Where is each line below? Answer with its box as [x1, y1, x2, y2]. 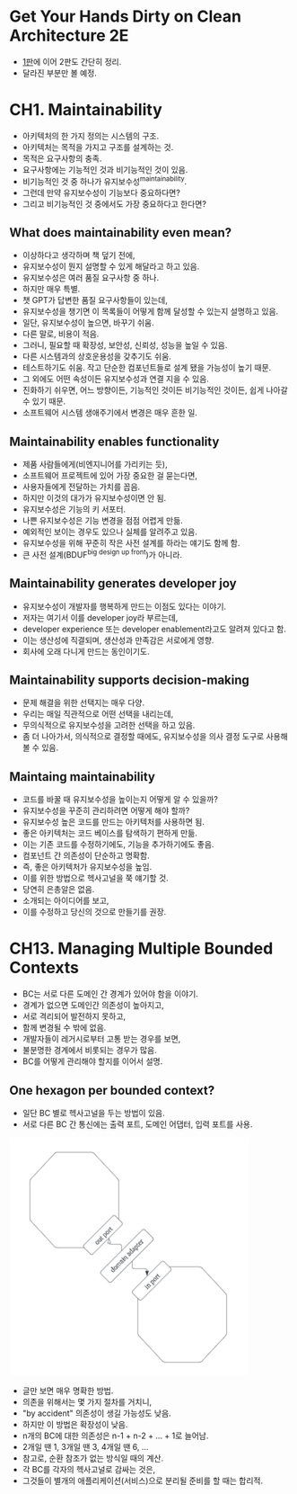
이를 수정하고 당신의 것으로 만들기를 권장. [22, 907, 167, 917]
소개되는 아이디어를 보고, [22, 895, 109, 906]
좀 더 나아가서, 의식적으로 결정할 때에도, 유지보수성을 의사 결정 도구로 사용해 [22, 731, 289, 742]
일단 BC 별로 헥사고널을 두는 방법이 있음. [22, 1108, 165, 1118]
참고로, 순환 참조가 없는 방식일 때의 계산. [22, 1453, 164, 1463]
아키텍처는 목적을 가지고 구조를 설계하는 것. [22, 141, 174, 152]
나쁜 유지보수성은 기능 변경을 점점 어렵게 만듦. [22, 515, 184, 526]
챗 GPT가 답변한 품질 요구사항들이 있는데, [22, 295, 169, 306]
